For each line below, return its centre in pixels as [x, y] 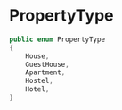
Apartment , [45, 72]
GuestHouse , [47, 64]
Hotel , [37, 89]
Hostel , [39, 81]
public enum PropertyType [57, 39]
